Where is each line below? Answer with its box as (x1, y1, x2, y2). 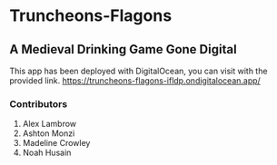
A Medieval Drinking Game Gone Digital (9, 42, 238, 57)
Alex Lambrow (22, 119, 77, 130)
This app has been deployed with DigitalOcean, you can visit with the (9, 65, 268, 76)
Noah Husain (22, 147, 72, 159)
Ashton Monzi (22, 128, 75, 139)
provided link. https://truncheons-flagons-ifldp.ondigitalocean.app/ (9, 75, 261, 86)
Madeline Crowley (22, 138, 91, 149)
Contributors (9, 97, 68, 110)
